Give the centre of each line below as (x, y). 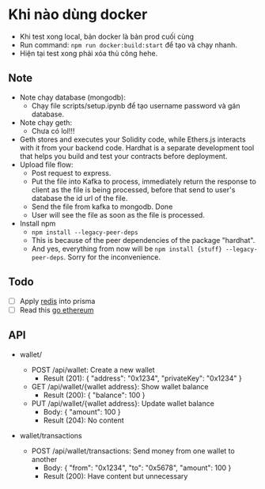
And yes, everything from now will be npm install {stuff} (127, 248)
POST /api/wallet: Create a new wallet (93, 370)
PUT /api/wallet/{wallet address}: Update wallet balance (123, 403)
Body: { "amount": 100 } (82, 411)
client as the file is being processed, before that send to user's (133, 190)
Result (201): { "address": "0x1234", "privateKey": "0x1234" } (143, 378)
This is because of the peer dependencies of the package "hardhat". (143, 240)
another (44, 459)
